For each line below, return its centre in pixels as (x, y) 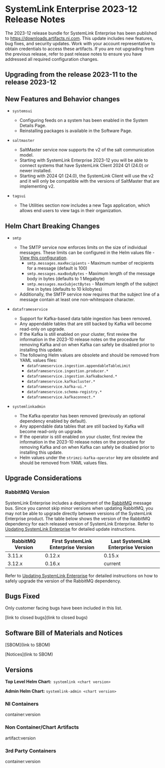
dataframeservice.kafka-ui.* (57, 386)
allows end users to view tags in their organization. (71, 211)
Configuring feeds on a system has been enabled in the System (84, 120)
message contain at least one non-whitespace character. (77, 299)
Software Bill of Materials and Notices (64, 633)
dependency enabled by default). (53, 421)
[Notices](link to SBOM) (29, 655)
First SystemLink (72, 541)
